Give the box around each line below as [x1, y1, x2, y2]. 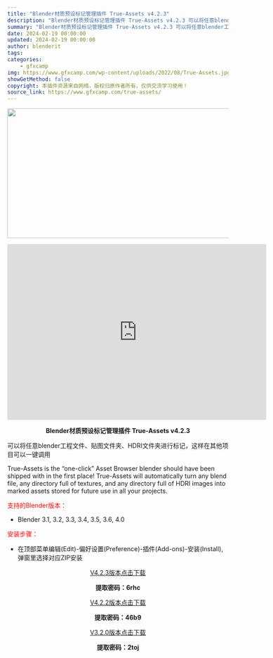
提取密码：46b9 [94, 613, 142, 622]
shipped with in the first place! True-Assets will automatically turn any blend [7, 472, 227, 480]
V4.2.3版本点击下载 [90, 569, 146, 577]
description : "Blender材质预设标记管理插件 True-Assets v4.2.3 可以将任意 [7, 17, 215, 24]
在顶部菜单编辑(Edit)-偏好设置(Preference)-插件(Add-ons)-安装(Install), [17, 545, 223, 553]
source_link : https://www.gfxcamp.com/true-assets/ [7, 89, 161, 96]
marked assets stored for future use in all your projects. [7, 486, 168, 496]
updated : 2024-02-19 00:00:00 [7, 37, 96, 44]
